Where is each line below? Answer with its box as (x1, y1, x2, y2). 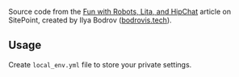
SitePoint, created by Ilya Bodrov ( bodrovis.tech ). (8, 15, 172, 25)
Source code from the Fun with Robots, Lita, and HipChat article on (8, 7, 232, 16)
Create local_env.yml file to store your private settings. (8, 59, 192, 69)
